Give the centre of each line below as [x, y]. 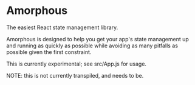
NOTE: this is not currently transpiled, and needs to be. [75, 75]
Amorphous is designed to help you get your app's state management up [98, 39]
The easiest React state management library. [62, 27]
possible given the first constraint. [49, 52]
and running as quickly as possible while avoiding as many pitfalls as [92, 46]
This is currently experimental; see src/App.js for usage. [77, 64]
